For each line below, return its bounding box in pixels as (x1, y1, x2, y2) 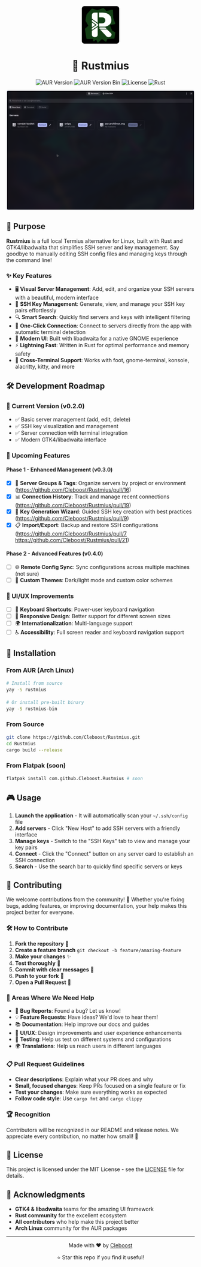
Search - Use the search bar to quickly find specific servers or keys (14, 863, 182, 870)
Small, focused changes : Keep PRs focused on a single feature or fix (14, 1082, 186, 1090)
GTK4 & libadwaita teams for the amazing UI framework (14, 1205, 154, 1213)
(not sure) (14, 570, 39, 577)
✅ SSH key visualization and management (14, 422, 118, 429)
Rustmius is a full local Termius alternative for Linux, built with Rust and (6, 237, 183, 245)
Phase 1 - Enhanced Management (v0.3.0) (6, 466, 113, 473)
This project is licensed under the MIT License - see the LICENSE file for (6, 1166, 184, 1173)
